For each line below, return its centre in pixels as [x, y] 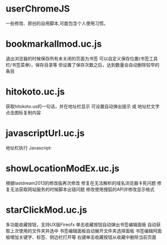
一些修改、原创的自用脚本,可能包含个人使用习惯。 [57, 23]
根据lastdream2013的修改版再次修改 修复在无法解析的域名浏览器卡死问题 [81, 183]
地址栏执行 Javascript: [29, 148]
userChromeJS [38, 9]
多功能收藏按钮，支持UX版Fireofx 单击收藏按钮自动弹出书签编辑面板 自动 [81, 224]
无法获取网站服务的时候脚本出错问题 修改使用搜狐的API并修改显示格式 [82, 189]
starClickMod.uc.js [46, 210]
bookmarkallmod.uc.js [54, 44]
